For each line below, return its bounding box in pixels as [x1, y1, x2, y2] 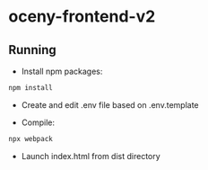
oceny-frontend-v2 [8, 6, 156, 27]
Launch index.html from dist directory [21, 150, 160, 161]
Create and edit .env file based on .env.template [21, 99, 199, 110]
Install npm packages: [21, 66, 103, 76]
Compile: [21, 117, 56, 128]
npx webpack [8, 134, 53, 143]
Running [8, 42, 57, 58]
